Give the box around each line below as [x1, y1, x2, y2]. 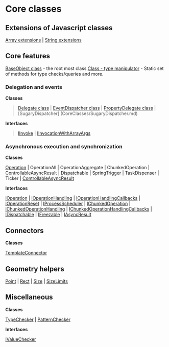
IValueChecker [5, 336, 36, 342]
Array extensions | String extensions [5, 37, 82, 43]
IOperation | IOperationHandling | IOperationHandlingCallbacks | [5, 195, 140, 201]
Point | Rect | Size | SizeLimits [5, 278, 68, 284]
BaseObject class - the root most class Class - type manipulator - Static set [5, 65, 164, 72]
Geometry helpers [5, 264, 65, 273]
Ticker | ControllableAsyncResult [5, 175, 74, 181]
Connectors [5, 226, 44, 235]
